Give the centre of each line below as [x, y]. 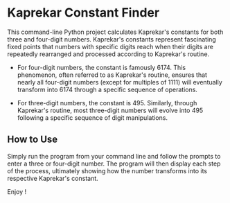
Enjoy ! [17, 191]
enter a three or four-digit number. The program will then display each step [114, 164]
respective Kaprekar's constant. [53, 178]
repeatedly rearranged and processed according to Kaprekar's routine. [108, 54]
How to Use [33, 140]
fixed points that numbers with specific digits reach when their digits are [110, 46]
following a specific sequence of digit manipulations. [92, 117]
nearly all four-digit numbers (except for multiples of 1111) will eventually [120, 82]
